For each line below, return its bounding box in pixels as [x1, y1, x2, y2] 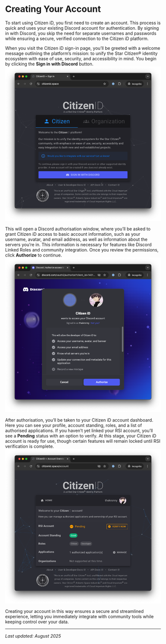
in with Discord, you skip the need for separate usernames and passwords [5, 30, 157, 36]
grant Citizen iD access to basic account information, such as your [5, 231, 141, 237]
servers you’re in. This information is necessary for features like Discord [5, 242, 152, 248]
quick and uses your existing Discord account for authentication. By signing [5, 25, 159, 31]
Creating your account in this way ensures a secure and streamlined [5, 608, 144, 614]
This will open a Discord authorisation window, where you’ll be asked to [5, 226, 151, 232]
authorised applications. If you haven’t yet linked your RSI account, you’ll [5, 428, 153, 433]
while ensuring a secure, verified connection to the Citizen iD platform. [5, 36, 149, 42]
